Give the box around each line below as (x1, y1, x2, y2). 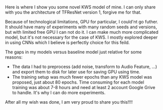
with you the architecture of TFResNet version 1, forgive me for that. (5, 9, 142, 15)
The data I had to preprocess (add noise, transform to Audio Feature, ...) (12, 64, 157, 69)
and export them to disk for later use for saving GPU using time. (12, 69, 141, 75)
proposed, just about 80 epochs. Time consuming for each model (12, 79, 144, 85)
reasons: (5, 54, 23, 60)
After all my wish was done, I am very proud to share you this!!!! (5, 99, 133, 105)
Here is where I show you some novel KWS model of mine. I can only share (5, 4, 156, 10)
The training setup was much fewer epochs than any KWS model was (12, 74, 152, 80)
